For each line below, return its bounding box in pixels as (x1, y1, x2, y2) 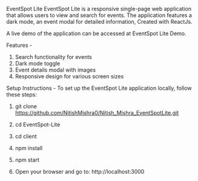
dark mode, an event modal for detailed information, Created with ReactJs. (6, 18, 193, 25)
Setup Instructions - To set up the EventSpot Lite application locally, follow (6, 84, 192, 92)
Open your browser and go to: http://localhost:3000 (15, 168, 145, 175)
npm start (15, 156, 39, 163)
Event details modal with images (15, 66, 96, 73)
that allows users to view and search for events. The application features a (6, 12, 193, 19)
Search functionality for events (15, 53, 92, 60)
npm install (15, 145, 43, 151)
